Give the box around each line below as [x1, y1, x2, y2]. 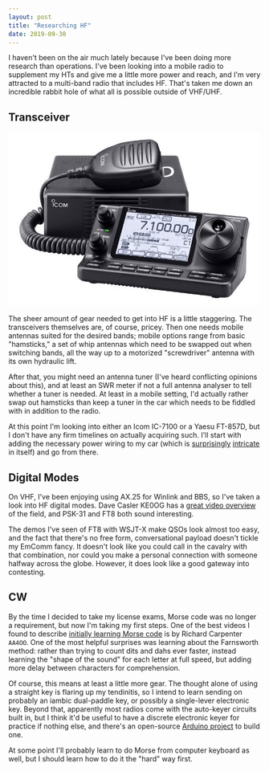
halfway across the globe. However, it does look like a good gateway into [8, 559, 250, 568]
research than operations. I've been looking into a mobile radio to [8, 61, 224, 71]
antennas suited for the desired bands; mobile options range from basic [8, 331, 246, 341]
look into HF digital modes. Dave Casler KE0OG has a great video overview [8, 500, 256, 510]
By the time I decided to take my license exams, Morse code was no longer [8, 611, 257, 622]
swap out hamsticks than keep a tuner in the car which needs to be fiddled [8, 398, 255, 407]
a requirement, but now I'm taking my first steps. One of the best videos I [8, 620, 251, 630]
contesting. [8, 567, 46, 577]
